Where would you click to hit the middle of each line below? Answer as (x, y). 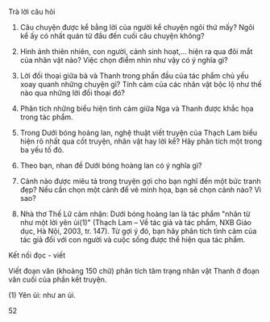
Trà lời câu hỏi (32, 12)
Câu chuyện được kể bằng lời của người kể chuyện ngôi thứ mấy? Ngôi (137, 27)
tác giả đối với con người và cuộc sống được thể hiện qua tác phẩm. (133, 240)
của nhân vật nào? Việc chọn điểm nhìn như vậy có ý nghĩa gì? (124, 60)
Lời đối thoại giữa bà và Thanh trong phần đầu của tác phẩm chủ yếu (134, 75)
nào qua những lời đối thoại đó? (73, 93)
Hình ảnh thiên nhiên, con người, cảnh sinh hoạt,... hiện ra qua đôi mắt (136, 51)
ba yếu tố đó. (42, 150)
